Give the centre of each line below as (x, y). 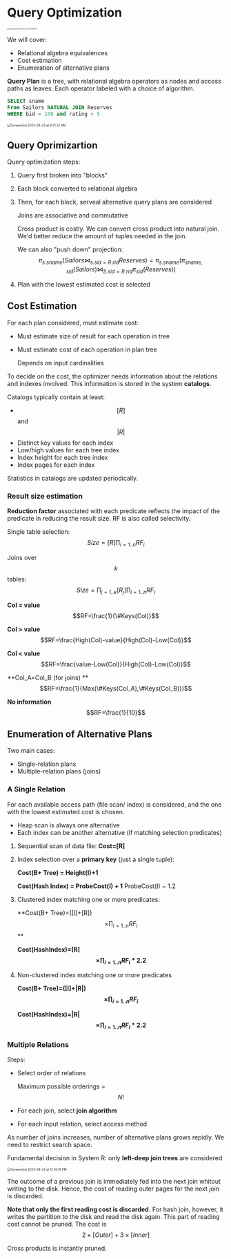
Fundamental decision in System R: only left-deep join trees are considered (115, 1158)
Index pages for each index (56, 465)
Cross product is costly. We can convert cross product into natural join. (118, 229)
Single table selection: (39, 532)
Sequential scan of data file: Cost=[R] (71, 846)
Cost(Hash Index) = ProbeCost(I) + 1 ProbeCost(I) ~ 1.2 (96, 886)
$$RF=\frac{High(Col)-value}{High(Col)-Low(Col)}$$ (116, 640)
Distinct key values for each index (65, 443)
